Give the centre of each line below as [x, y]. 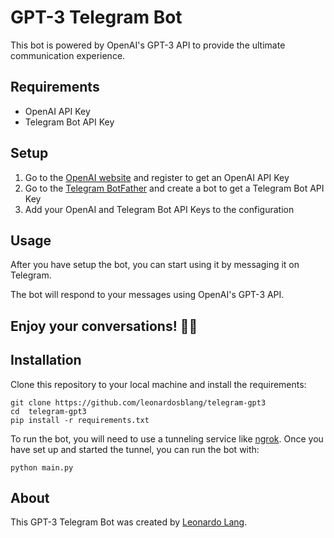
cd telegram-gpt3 [48, 411]
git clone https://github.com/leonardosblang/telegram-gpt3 [138, 402]
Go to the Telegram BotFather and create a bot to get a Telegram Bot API [174, 188]
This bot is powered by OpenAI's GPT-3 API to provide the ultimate [148, 45]
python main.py [42, 467]
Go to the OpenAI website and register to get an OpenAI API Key [157, 177]
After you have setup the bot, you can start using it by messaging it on [155, 265]
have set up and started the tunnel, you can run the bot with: [135, 449]
